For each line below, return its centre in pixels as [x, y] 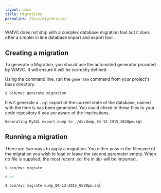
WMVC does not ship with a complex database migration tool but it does [77, 33]
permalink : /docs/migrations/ [36, 18]
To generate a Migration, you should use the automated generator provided [80, 65]
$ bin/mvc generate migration [36, 93]
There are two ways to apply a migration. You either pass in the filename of [80, 148]
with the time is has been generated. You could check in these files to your [80, 108]
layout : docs [18, 9]
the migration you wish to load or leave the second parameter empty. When [81, 154]
